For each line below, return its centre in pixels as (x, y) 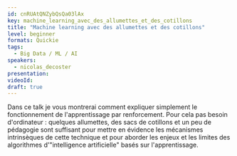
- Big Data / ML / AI (46, 54)
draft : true (25, 87)
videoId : (20, 80)
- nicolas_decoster (43, 67)
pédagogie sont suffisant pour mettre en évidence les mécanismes (105, 130)
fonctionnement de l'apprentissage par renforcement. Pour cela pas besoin (117, 115)
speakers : (22, 61)
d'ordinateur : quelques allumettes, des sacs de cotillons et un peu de (110, 123)
